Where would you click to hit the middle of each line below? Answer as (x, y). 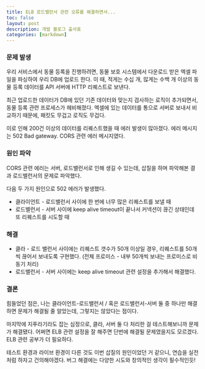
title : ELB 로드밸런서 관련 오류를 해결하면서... (61, 12)
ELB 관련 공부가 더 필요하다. (40, 340)
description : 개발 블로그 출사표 (44, 29)
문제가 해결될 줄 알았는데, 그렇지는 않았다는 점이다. (78, 311)
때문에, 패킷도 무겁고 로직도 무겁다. (64, 115)
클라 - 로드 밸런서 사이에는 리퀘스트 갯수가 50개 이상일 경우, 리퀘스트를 (100, 249)
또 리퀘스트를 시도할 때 (42, 217)
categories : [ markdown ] (37, 35)
